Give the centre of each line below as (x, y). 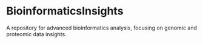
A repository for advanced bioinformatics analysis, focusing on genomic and (102, 28)
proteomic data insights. (36, 34)
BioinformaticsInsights (65, 11)
